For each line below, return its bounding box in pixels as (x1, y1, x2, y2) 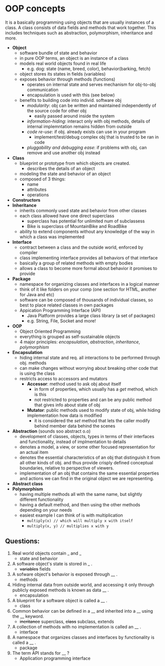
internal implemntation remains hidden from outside (27, 123, 132, 129)
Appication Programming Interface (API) (19, 307, 101, 313)
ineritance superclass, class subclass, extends (19, 619, 114, 624)
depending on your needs (19, 507, 72, 513)
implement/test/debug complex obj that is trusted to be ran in (34, 134, 159, 140)
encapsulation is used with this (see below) (27, 92, 115, 98)
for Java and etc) (19, 291, 55, 297)
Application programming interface (19, 655, 91, 661)
